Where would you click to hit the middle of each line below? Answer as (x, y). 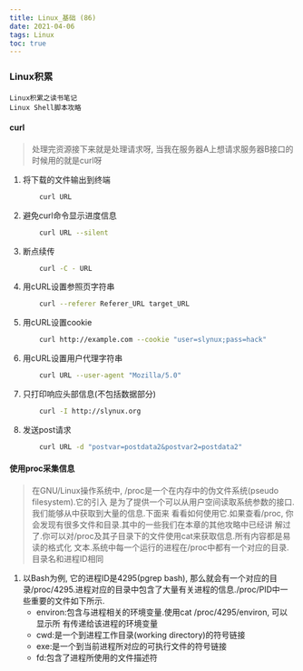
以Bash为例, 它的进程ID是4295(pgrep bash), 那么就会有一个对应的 (146, 577)
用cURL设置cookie (57, 323)
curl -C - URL (66, 268)
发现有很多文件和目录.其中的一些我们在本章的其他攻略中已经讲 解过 (165, 525)
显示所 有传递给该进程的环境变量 (97, 623)
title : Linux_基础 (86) (53, 18)
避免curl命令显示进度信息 (69, 215)
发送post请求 (47, 429)
